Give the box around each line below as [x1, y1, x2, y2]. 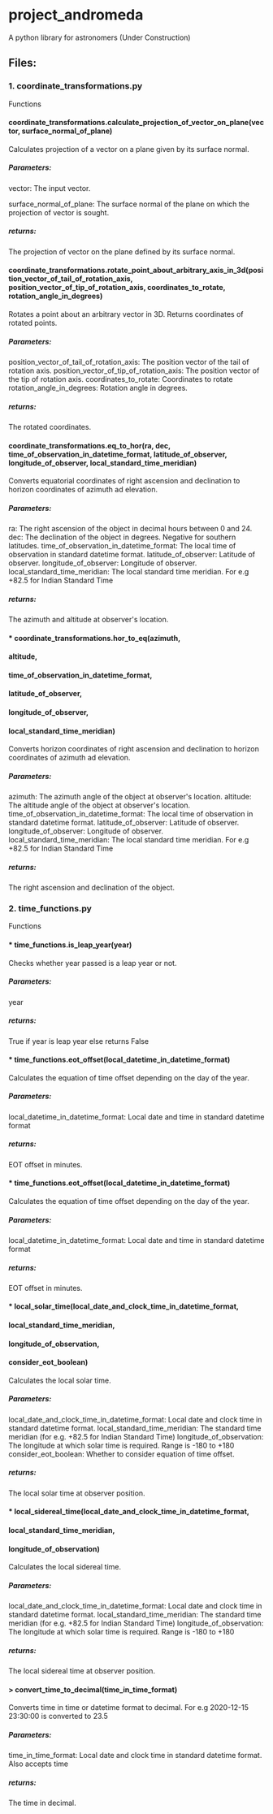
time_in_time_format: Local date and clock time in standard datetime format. [8, 1751, 262, 1760]
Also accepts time [8, 1759, 69, 1769]
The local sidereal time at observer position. [8, 1666, 156, 1676]
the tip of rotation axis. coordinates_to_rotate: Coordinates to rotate [8, 374, 233, 383]
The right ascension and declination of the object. [8, 883, 175, 893]
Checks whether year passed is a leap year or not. [8, 958, 177, 968]
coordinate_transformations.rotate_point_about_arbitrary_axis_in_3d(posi [8, 266, 264, 275]
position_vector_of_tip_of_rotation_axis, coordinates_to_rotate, [8, 283, 226, 292]
